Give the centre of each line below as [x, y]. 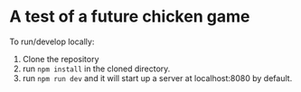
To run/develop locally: [52, 41]
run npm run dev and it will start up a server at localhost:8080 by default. [157, 78]
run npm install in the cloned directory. [96, 69]
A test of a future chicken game [130, 17]
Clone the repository [61, 59]
